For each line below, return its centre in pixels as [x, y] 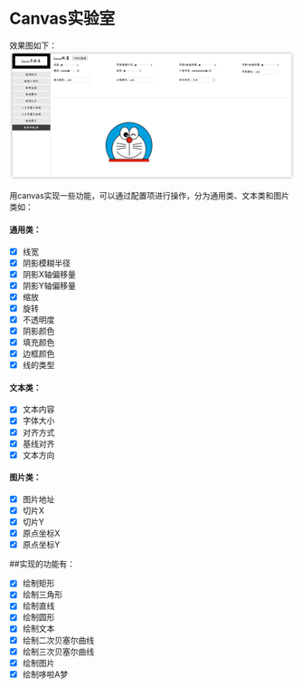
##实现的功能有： [42, 564]
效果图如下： [33, 45]
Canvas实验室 [62, 19]
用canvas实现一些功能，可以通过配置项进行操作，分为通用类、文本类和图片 [150, 196]
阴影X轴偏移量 [49, 274]
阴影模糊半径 [46, 263]
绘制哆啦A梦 [45, 674]
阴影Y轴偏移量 [49, 286]
